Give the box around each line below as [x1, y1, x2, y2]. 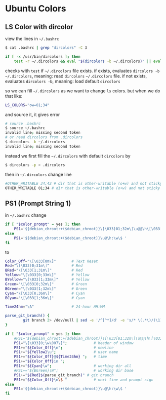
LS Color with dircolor [5, 23, 73, 31]
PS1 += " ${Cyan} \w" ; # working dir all [14, 363, 132, 368]
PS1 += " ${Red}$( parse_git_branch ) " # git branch [14, 372, 114, 378]
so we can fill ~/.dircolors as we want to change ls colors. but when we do [5, 87, 161, 94]
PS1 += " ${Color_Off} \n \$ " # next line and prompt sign [14, 377, 154, 382]
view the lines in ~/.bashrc [5, 36, 59, 41]
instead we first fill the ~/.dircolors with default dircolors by [5, 153, 131, 159]
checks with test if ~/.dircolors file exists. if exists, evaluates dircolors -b [5, 68, 160, 74]
